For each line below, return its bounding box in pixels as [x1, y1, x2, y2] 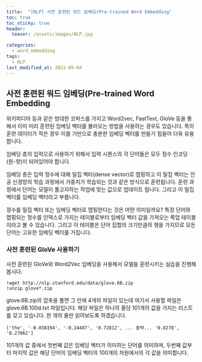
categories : [6, 42, 36, 48]
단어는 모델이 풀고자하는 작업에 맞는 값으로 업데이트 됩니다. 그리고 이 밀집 [22, 186, 195, 193]
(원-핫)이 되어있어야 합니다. [6, 158, 71, 165]
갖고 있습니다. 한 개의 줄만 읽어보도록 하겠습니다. [12, 311, 127, 319]
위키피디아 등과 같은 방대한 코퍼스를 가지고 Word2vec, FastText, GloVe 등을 [6, 115, 186, 122]
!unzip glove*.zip [6, 285, 52, 291]
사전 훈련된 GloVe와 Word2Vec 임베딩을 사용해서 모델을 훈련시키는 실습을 [6, 260, 180, 267]
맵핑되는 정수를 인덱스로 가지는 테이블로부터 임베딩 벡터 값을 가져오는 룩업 [6, 214, 180, 221]
